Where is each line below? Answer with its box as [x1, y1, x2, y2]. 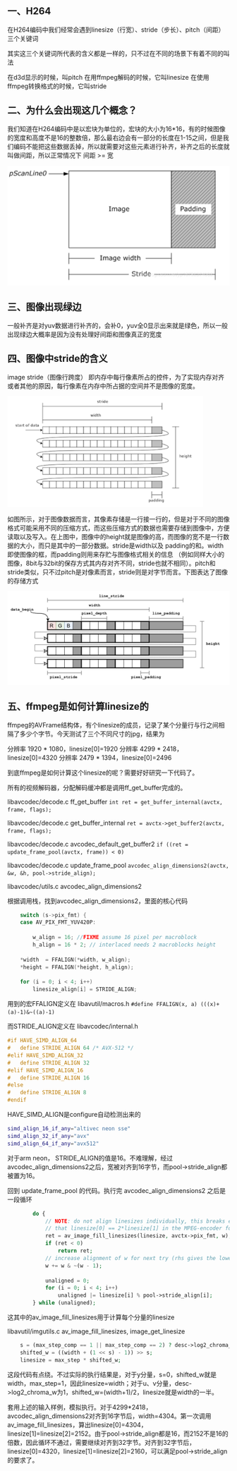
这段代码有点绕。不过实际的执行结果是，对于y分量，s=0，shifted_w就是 [7, 1370, 217, 1379]
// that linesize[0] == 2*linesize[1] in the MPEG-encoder [44, 1225, 222, 1232]
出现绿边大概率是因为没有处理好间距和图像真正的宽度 [7, 329, 162, 339]
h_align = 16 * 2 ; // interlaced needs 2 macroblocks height [32, 941, 217, 949]
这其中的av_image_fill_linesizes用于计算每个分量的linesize [7, 1313, 175, 1321]
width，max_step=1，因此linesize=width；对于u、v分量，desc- [7, 1379, 193, 1387]
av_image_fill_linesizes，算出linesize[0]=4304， [7, 1420, 147, 1429]
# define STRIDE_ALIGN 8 [7, 1089, 87, 1096]
